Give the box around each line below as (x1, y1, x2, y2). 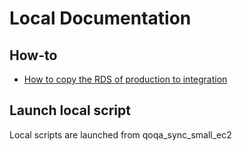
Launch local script (9, 102, 131, 119)
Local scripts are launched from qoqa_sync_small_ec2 (9, 128, 232, 141)
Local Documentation (9, 7, 192, 30)
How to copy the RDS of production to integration (23, 73, 228, 85)
